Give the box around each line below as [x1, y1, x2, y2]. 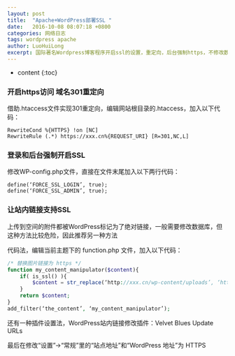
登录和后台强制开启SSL [7, 151, 85, 161]
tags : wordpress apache [7, 36, 77, 43]
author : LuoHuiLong [7, 43, 64, 50]
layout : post [7, 10, 45, 17]
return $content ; [20, 292, 71, 299]
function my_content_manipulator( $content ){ [7, 266, 139, 273]
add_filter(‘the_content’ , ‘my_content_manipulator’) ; [7, 305, 171, 312]
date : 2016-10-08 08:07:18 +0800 [7, 23, 111, 30]
